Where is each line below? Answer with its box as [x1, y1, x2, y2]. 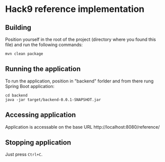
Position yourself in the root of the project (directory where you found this [5, 36, 157, 42]
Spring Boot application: [5, 83, 55, 89]
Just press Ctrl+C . [5, 152, 43, 158]
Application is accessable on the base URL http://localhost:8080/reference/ [5, 124, 160, 130]
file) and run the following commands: [5, 42, 83, 48]
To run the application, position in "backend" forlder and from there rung [5, 78, 154, 84]
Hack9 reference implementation [5, 3, 145, 15]
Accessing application [5, 111, 76, 119]
